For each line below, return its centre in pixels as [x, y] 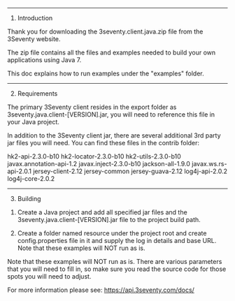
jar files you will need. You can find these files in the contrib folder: [104, 143]
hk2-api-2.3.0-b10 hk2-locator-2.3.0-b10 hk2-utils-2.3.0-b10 [94, 156]
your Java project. [33, 122]
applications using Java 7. [44, 60]
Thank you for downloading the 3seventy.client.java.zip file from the [105, 31]
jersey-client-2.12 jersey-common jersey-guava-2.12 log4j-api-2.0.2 [130, 171]
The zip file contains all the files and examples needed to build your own [112, 52]
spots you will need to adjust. [49, 276]
